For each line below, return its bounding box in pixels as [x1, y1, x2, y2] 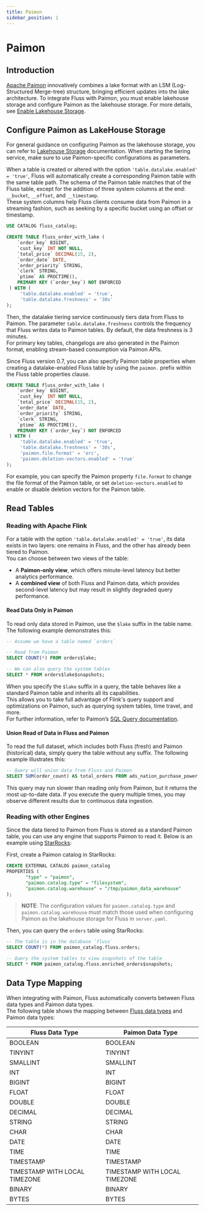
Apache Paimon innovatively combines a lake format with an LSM [6, 81, 171, 88]
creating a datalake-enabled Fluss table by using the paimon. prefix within [6, 364, 192, 371]
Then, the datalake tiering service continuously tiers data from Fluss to [6, 313, 184, 320]
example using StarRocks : [6, 839, 72, 847]
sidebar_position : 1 [6, 15, 59, 21]
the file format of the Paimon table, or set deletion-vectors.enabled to [6, 479, 183, 486]
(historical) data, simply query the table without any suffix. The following [6, 749, 189, 756]
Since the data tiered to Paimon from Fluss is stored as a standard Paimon [6, 826, 192, 833]
